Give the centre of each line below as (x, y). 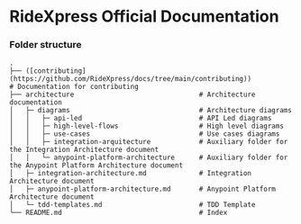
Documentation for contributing (78, 87)
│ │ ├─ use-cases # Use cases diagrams (145, 134)
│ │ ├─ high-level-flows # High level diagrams (146, 126)
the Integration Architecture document (84, 150)
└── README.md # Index (119, 213)
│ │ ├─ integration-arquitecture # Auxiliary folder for (149, 142)
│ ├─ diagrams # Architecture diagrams (151, 111)
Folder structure (46, 45)
